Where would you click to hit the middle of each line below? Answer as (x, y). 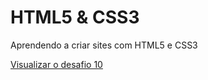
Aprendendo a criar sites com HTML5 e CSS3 (104, 45)
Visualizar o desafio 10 (56, 64)
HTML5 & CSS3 (75, 17)
